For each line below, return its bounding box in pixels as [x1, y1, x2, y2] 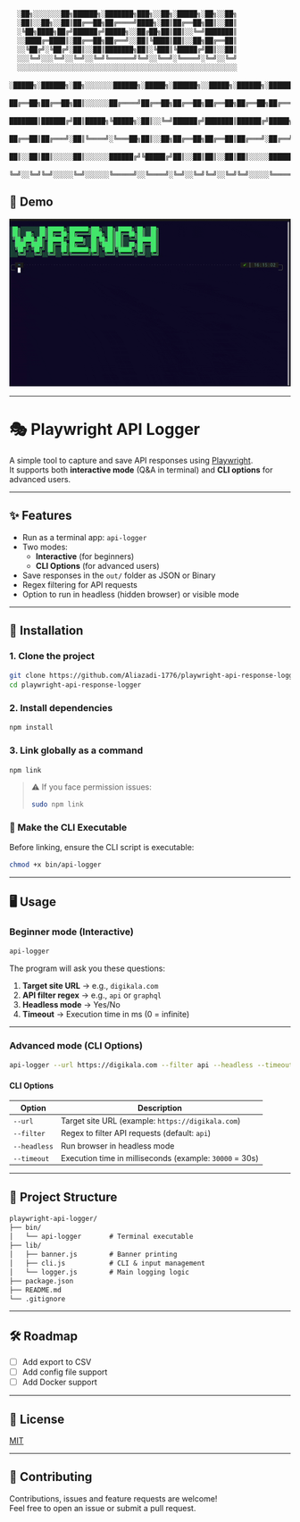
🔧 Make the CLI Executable [9, 822, 128, 834]
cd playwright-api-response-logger [9, 681, 142, 690]
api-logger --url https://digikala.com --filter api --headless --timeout [9, 1061, 294, 1070]
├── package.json [9, 1277, 74, 1286]
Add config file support [21, 1367, 108, 1377]
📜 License [9, 1411, 65, 1426]
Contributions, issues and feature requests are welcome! [9, 1493, 218, 1504]
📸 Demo [9, 195, 54, 210]
